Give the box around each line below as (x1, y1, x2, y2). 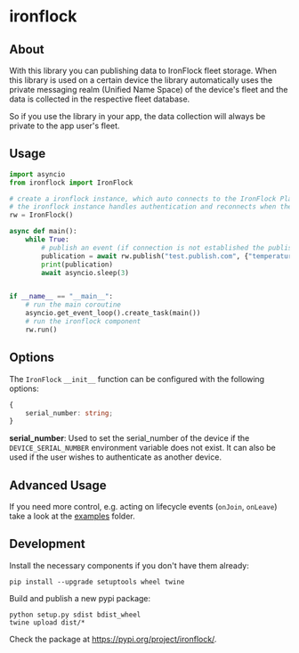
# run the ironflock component (25, 317, 141, 326)
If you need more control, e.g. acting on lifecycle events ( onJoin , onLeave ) (9, 502, 278, 512)
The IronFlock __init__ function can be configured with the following (9, 373, 265, 384)
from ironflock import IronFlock (9, 178, 133, 187)
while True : (25, 235, 69, 244)
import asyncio (9, 169, 66, 179)
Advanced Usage (9, 478, 107, 493)
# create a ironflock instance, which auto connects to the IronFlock (9, 194, 277, 203)
